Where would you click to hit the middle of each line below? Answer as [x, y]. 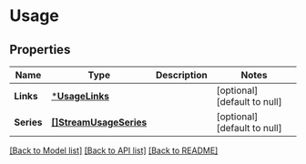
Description [181, 75]
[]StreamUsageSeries [99, 122]
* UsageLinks [80, 96]
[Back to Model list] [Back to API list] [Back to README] [114, 150]
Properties [40, 50]
